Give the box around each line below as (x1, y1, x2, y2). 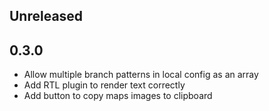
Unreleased (9, 8, 84, 25)
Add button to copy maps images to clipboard (23, 90, 213, 102)
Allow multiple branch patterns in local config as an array (23, 69, 259, 81)
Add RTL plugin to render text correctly (23, 79, 186, 91)
